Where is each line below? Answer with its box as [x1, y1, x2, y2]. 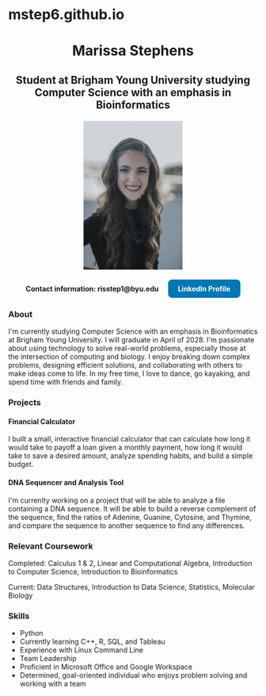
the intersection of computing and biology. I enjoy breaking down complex [8, 352, 251, 361]
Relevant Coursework [8, 541, 93, 552]
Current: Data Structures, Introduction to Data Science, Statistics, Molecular [8, 582, 256, 591]
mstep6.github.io [8, 6, 125, 24]
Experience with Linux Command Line [19, 645, 144, 655]
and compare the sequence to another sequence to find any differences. [8, 521, 245, 530]
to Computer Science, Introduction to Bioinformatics [8, 567, 178, 576]
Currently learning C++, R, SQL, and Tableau [19, 637, 165, 647]
